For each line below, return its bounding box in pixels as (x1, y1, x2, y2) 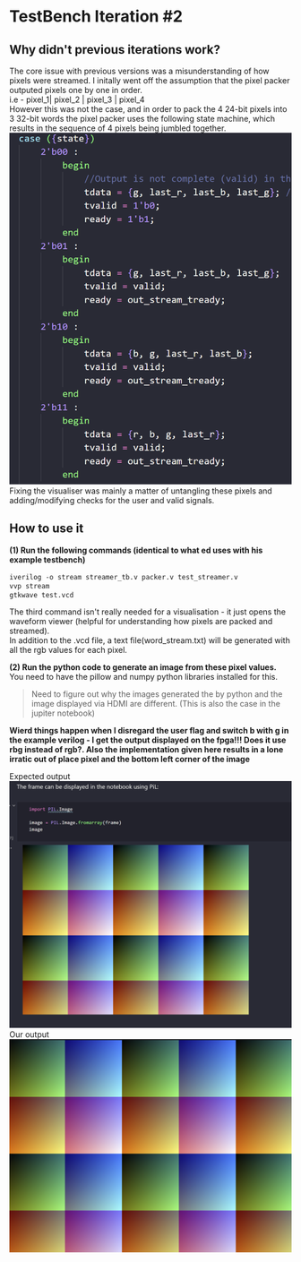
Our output (9, 1028, 49, 1040)
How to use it (9, 521, 84, 537)
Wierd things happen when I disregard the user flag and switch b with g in (9, 725, 289, 735)
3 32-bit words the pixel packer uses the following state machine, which (9, 114, 276, 124)
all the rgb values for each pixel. (9, 644, 128, 655)
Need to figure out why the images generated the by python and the (30, 688, 283, 700)
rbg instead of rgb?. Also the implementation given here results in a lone (9, 743, 284, 754)
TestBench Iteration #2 (9, 6, 184, 27)
